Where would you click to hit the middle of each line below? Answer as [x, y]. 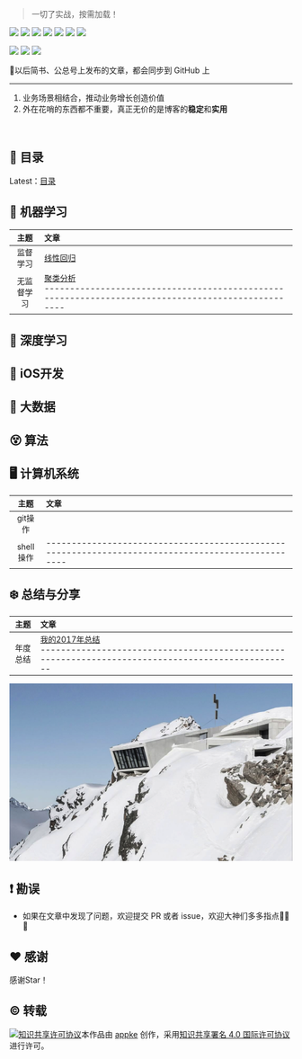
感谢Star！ [29, 980]
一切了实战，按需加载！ [75, 14]
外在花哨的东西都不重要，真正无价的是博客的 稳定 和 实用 [124, 109]
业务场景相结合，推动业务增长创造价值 [93, 98]
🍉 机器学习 [38, 212]
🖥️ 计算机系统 [44, 474]
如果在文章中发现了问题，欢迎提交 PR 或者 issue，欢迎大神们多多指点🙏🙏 [156, 916]
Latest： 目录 [33, 181]
